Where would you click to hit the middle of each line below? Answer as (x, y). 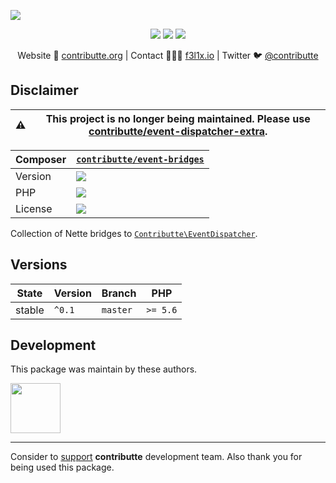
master (117, 309)
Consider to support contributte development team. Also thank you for (156, 457)
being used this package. (62, 467)
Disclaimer (44, 90)
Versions (39, 265)
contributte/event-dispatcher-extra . (178, 131)
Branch (119, 293)
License (34, 208)
